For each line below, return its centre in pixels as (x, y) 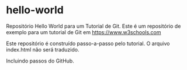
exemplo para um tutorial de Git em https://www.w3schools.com (84, 32)
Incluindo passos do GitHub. (40, 61)
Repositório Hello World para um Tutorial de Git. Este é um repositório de (93, 26)
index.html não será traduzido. (43, 49)
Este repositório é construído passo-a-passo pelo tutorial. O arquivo (88, 43)
